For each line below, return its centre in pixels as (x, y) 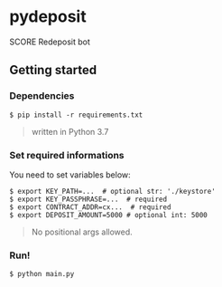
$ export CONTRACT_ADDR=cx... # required (90, 207)
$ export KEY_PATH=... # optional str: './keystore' (113, 191)
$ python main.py (42, 274)
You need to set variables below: (70, 175)
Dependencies (42, 96)
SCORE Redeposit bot (50, 42)
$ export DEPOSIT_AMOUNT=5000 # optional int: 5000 (108, 215)
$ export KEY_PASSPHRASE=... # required (88, 199)
